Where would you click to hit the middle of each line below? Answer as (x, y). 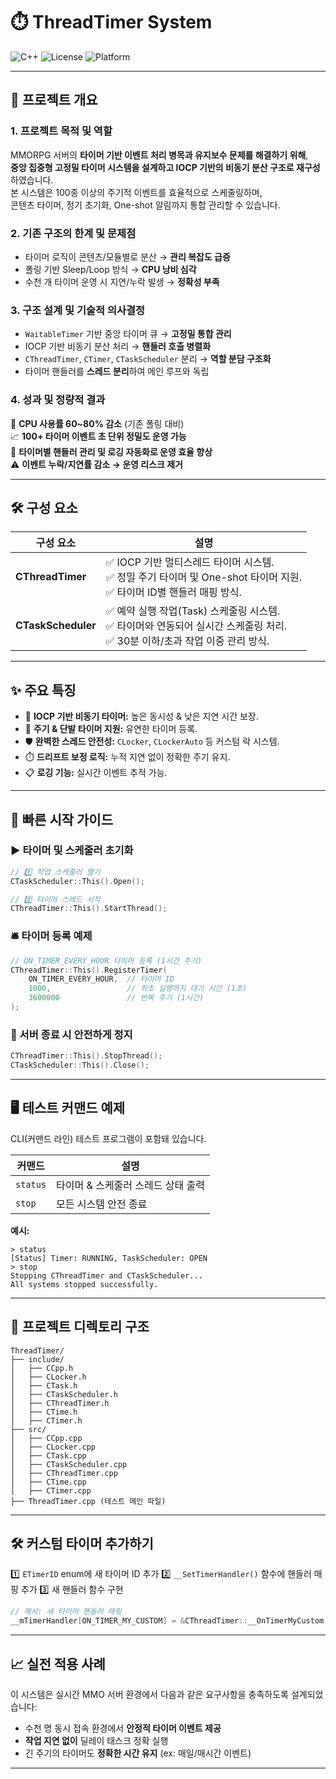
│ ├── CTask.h (44, 1385)
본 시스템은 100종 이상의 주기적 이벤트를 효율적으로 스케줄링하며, (136, 192)
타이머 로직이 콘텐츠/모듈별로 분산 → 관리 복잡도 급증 (127, 256)
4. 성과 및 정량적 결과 (58, 400)
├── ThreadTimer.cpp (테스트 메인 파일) (88, 1501)
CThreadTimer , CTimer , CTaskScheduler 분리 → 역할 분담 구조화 (148, 359)
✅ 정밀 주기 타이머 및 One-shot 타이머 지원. (204, 577)
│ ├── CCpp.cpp (46, 1438)
